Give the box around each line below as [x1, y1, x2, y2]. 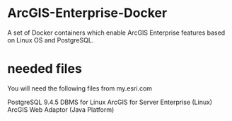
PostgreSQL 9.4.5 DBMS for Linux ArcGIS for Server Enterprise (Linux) [7, 98, 213, 106]
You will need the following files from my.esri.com [7, 83, 153, 93]
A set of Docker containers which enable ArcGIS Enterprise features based [7, 28, 226, 37]
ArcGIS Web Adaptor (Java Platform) [7, 105, 115, 114]
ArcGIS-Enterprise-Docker [7, 5, 168, 21]
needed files [7, 61, 83, 77]
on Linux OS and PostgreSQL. [7, 35, 94, 44]
